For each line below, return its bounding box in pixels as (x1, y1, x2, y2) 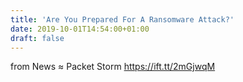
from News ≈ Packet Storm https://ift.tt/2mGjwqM (10, 61, 216, 73)
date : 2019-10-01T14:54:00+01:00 (10, 24, 150, 34)
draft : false (10, 33, 65, 43)
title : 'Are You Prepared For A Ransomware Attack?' (10, 14, 235, 25)
